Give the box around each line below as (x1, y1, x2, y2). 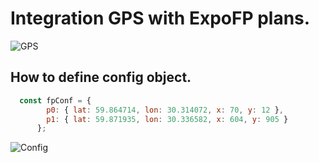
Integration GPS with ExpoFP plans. (10, 7, 311, 30)
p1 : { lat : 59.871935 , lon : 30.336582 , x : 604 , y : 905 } (46, 114, 289, 124)
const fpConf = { (19, 95, 92, 106)
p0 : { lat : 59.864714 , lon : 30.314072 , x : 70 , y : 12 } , (46, 105, 285, 115)
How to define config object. (10, 69, 192, 86)
